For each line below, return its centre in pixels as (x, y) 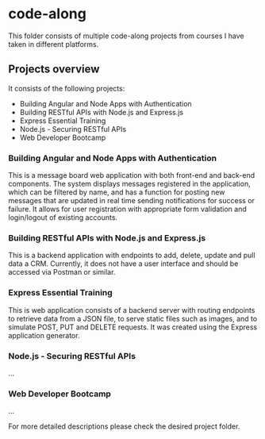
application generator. (44, 335)
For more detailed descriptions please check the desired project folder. (124, 426)
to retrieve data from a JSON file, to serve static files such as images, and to (133, 318)
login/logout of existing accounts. (63, 218)
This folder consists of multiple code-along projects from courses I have (126, 36)
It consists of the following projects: (67, 88)
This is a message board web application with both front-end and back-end (132, 175)
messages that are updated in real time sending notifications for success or (132, 201)
